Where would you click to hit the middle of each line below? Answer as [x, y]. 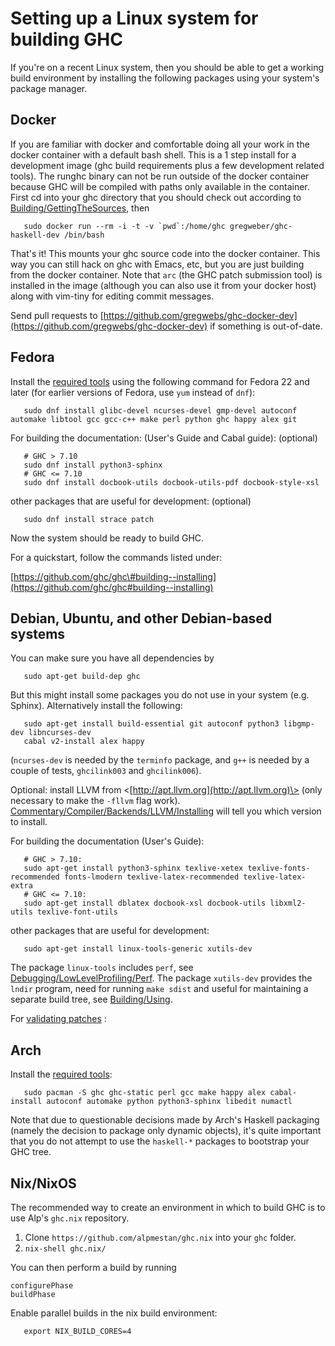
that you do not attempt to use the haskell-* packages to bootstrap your [160, 1141]
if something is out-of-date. [266, 326]
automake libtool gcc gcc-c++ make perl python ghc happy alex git [154, 419]
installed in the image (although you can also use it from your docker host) [163, 285]
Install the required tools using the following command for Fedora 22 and [160, 381]
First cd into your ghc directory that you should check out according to [156, 197]
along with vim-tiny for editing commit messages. [112, 296]
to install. [29, 822]
